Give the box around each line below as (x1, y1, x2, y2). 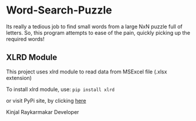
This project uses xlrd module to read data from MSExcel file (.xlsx (6, 68, 168, 75)
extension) (6, 74, 32, 81)
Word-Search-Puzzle (6, 4, 112, 17)
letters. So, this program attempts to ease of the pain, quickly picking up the (6, 29, 190, 36)
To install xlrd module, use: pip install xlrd (6, 86, 115, 93)
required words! (6, 35, 45, 42)
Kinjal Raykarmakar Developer (6, 108, 79, 115)
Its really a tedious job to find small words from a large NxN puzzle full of (6, 23, 182, 30)
